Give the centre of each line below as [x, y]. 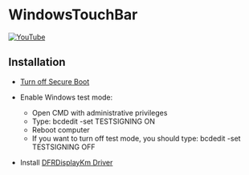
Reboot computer [61, 129]
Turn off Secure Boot [55, 81]
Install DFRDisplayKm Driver [66, 162]
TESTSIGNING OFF [63, 147]
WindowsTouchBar [73, 15]
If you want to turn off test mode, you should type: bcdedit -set [136, 138]
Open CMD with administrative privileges [100, 112]
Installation [37, 62]
